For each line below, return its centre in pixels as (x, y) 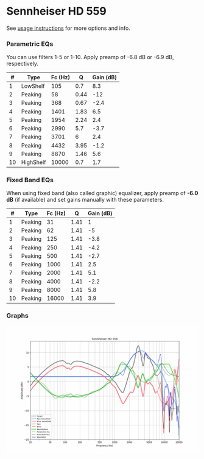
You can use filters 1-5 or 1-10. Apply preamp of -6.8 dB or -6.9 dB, (90, 57)
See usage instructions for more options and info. (69, 28)
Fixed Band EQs (30, 180)
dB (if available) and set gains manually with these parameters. (85, 200)
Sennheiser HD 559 (56, 11)
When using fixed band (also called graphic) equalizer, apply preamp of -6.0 (102, 193)
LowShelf (33, 86)
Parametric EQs (30, 44)
